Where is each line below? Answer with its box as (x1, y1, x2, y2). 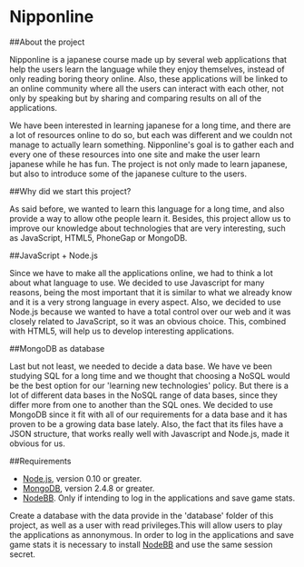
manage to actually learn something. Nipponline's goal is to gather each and (9, 139, 295, 150)
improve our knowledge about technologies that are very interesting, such (9, 223, 286, 234)
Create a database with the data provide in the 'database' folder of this (9, 510, 274, 521)
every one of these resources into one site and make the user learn (9, 148, 260, 160)
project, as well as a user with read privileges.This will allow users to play (9, 520, 283, 531)
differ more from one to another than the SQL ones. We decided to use (9, 399, 274, 410)
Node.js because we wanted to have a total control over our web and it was (9, 306, 291, 317)
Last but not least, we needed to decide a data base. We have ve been (9, 361, 272, 372)
